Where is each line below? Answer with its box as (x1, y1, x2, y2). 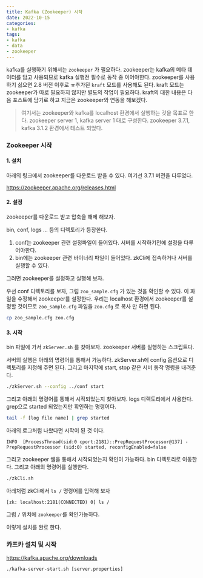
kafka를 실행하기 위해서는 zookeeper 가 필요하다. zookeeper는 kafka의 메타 (6, 66, 187, 73)
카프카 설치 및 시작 (6, 540, 57, 548)
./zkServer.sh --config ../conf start (6, 384, 104, 390)
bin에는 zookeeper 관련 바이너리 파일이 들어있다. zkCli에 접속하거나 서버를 (15, 254, 193, 262)
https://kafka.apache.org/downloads (6, 554, 98, 562)
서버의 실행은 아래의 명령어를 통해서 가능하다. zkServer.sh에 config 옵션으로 (6, 356, 188, 364)
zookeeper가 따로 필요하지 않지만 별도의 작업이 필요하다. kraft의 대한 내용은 (6, 89, 187, 96)
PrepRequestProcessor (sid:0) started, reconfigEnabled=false (6, 444, 167, 450)
